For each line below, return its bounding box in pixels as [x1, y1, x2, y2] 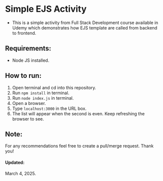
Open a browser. [12, 100, 46, 106]
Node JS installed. [12, 57, 50, 63]
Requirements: [5, 44, 52, 52]
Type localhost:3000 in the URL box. [12, 105, 87, 111]
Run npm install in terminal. [12, 90, 70, 96]
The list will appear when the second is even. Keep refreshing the [12, 110, 145, 116]
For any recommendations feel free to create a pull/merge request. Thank [5, 143, 154, 149]
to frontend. [12, 30, 36, 36]
